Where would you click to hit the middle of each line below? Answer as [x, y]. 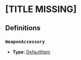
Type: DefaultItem [31, 52]
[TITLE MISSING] [41, 9]
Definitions [23, 28]
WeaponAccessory [25, 42]
